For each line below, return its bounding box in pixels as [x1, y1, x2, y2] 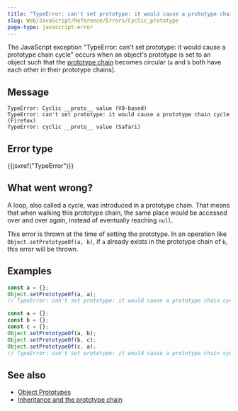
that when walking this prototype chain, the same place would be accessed [7, 208, 227, 217]
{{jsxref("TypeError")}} [7, 162, 74, 170]
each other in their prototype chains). [7, 65, 116, 74]
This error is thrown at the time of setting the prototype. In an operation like [7, 230, 227, 238]
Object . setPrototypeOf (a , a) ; [7, 291, 97, 298]
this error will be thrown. [7, 244, 79, 253]
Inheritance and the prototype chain [17, 395, 123, 404]
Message [7, 86, 50, 98]
